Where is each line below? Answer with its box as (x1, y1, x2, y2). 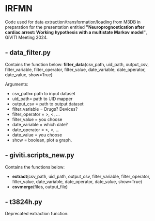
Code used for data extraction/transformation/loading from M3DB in (5, 19, 141, 25)
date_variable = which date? (12, 121, 68, 127)
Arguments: (5, 81, 29, 87)
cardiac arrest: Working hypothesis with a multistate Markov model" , (5, 29, 147, 35)
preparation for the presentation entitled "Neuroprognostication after (5, 24, 145, 30)
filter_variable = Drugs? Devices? (12, 106, 78, 112)
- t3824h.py (5, 198, 43, 206)
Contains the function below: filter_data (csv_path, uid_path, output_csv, (5, 61, 149, 67)
